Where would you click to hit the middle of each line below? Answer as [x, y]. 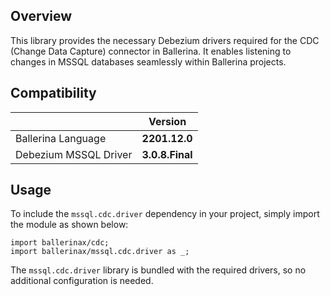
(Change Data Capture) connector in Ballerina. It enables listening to [151, 51]
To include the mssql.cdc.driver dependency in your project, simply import [165, 214]
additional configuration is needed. [82, 281]
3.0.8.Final [167, 154]
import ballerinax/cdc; [60, 243]
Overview [41, 16]
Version [167, 121]
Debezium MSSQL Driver [74, 154]
